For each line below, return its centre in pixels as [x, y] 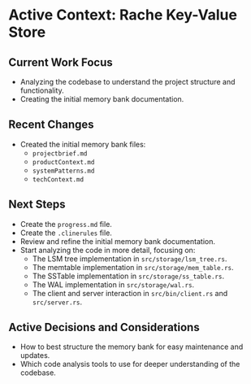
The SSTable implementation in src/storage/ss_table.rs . [128, 276]
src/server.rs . [57, 302]
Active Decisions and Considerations [104, 327]
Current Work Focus [61, 62]
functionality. [42, 90]
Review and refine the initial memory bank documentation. [117, 241]
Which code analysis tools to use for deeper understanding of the [130, 364]
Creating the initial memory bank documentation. [102, 99]
